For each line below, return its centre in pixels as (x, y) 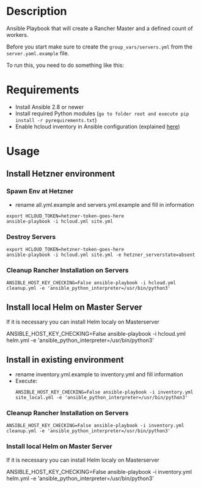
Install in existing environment (65, 359)
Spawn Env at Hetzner (40, 192)
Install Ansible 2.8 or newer (49, 107)
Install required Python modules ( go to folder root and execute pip (102, 113)
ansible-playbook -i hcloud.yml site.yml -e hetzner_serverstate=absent (101, 255)
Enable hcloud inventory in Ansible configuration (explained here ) (97, 126)
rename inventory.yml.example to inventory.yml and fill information (99, 374)
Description (37, 11)
